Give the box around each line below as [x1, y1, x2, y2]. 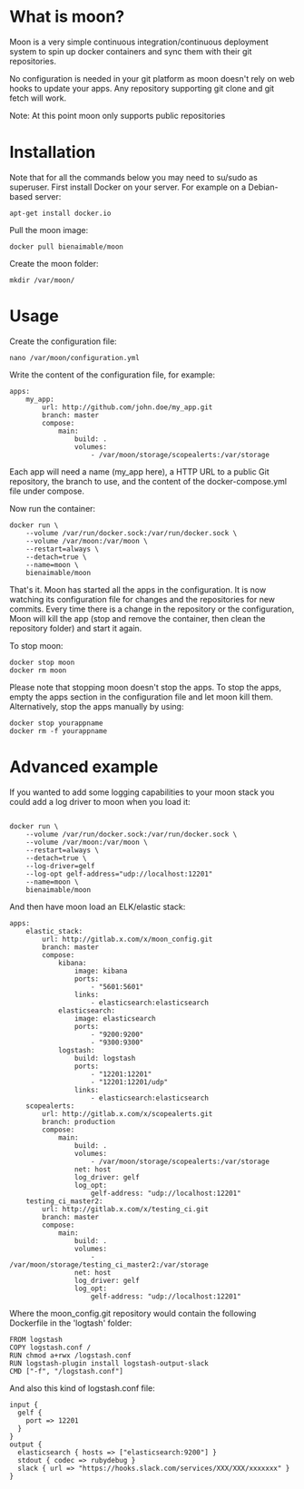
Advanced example [9, 757, 159, 777]
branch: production [42, 1117, 116, 1126]
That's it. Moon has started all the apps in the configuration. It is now [9, 583, 267, 595]
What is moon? [9, 6, 125, 27]
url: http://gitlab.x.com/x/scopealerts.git [42, 1109, 213, 1118]
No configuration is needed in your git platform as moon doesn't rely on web [9, 73, 295, 83]
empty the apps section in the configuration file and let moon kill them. [9, 691, 274, 702]
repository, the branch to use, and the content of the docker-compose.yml [9, 475, 288, 486]
